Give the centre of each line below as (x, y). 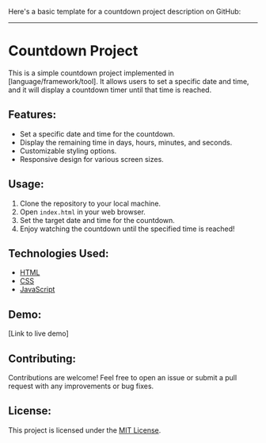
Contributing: (42, 358)
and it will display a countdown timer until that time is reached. (110, 90)
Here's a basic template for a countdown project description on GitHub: (125, 12)
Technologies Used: (59, 253)
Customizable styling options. (68, 151)
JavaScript (37, 290)
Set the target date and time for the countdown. (97, 220)
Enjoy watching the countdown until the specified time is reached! (127, 229)
